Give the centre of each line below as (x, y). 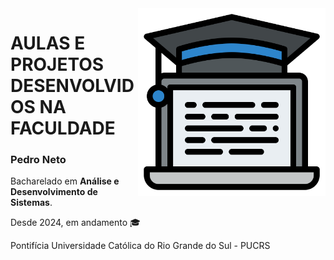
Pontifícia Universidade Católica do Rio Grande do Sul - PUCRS (140, 246)
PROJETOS (57, 64)
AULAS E (48, 43)
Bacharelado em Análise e (65, 181)
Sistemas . (31, 203)
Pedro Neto (38, 160)
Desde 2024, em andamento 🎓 (75, 223)
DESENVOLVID (72, 86)
